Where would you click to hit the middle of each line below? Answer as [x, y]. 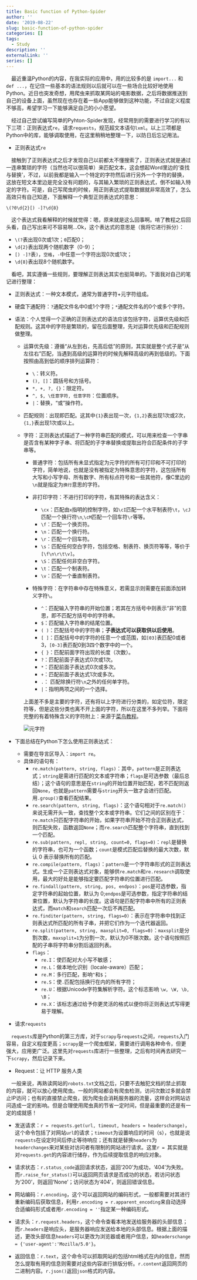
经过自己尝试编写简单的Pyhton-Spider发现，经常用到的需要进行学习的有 [98, 120]
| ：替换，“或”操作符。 [59, 403]
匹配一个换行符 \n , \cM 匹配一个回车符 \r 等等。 [94, 517]
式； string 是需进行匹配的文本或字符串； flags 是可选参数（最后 [108, 776]
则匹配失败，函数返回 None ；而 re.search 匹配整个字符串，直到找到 [111, 827]
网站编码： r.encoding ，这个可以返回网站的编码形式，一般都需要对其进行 [102, 1194]
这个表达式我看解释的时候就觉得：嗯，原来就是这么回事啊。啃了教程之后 [98, 220]
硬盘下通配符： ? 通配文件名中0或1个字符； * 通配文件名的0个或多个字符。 [101, 306]
